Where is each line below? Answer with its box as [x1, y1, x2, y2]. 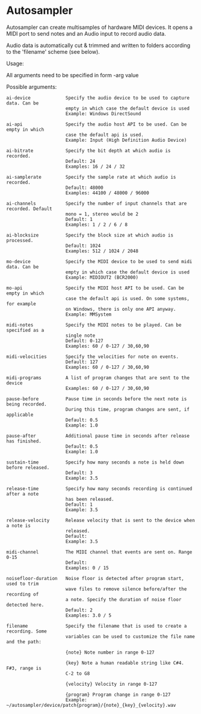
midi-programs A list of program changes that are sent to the [6, 375, 190, 381]
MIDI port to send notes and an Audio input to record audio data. [6, 30, 167, 37]
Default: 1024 [65, 243, 101, 249]
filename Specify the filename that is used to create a [6, 623, 187, 629]
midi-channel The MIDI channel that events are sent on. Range [6, 549, 193, 555]
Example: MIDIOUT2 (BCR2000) [65, 274, 138, 281]
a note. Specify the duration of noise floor [65, 596, 182, 602]
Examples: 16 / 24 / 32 [65, 164, 125, 170]
